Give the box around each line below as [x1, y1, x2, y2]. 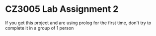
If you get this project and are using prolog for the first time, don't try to [5, 20, 152, 26]
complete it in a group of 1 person [5, 25, 74, 31]
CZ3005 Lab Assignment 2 [5, 3, 119, 15]
